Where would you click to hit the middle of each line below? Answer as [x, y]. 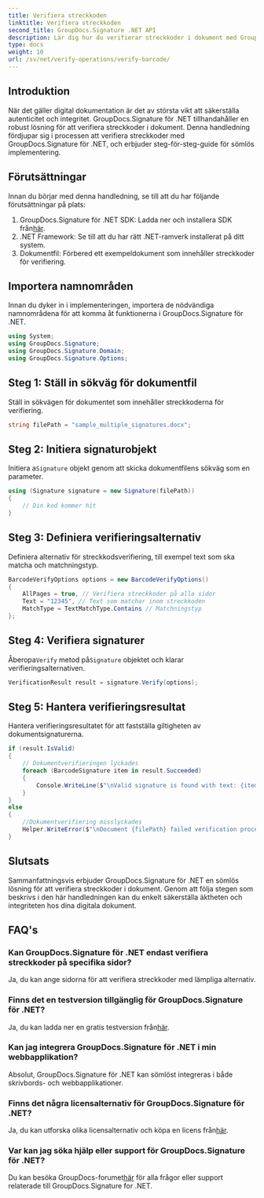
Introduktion [39, 91]
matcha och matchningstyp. [53, 565]
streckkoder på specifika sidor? [70, 962]
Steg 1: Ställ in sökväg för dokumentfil [103, 383]
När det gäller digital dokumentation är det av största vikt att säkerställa [124, 110]
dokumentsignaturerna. [46, 735]
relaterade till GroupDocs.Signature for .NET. [81, 1186]
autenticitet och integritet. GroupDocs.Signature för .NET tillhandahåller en [128, 118]
